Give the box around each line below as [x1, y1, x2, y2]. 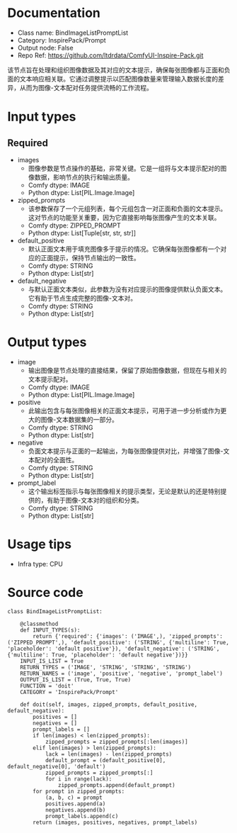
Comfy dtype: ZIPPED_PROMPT [28, 221, 122, 230]
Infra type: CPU [17, 559, 64, 568]
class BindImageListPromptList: [7, 608, 103, 615]
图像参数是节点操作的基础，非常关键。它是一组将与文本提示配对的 [28, 164, 221, 172]
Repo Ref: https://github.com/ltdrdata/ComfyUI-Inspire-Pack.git [17, 51, 204, 60]
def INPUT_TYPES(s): [20, 626, 81, 634]
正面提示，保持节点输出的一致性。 [40, 253, 140, 262]
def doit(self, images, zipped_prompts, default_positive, [20, 700, 198, 708]
